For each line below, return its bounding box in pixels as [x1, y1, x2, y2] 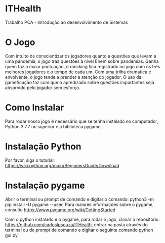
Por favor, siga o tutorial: [5, 157, 55, 163]
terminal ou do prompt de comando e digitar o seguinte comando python [5, 227, 153, 233]
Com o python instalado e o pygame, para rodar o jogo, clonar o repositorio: [5, 216, 160, 222]
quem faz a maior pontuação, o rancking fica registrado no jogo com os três [5, 63, 161, 69]
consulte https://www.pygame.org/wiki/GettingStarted [5, 206, 116, 213]
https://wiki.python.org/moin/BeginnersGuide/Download [5, 162, 120, 168]
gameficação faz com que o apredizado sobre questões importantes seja [5, 79, 155, 85]
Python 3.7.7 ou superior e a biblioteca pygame [5, 123, 101, 129]
